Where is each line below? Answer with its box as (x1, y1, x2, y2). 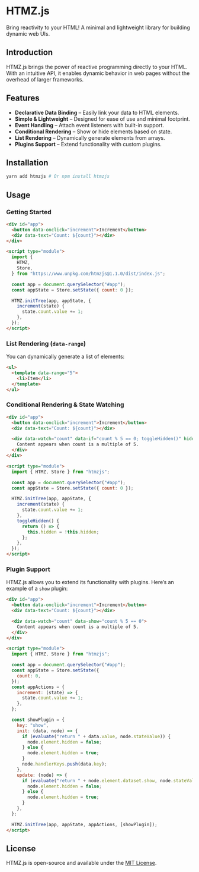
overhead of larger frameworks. (6, 76, 84, 83)
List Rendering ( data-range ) (6, 339, 86, 347)
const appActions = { (11, 684, 65, 690)
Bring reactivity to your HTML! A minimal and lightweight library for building (6, 24, 191, 31)
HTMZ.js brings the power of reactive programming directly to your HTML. (6, 63, 188, 70)
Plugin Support (6, 565, 50, 573)
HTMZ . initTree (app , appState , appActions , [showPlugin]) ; (11, 821, 158, 827)
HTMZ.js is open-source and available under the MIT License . (6, 860, 157, 867)
